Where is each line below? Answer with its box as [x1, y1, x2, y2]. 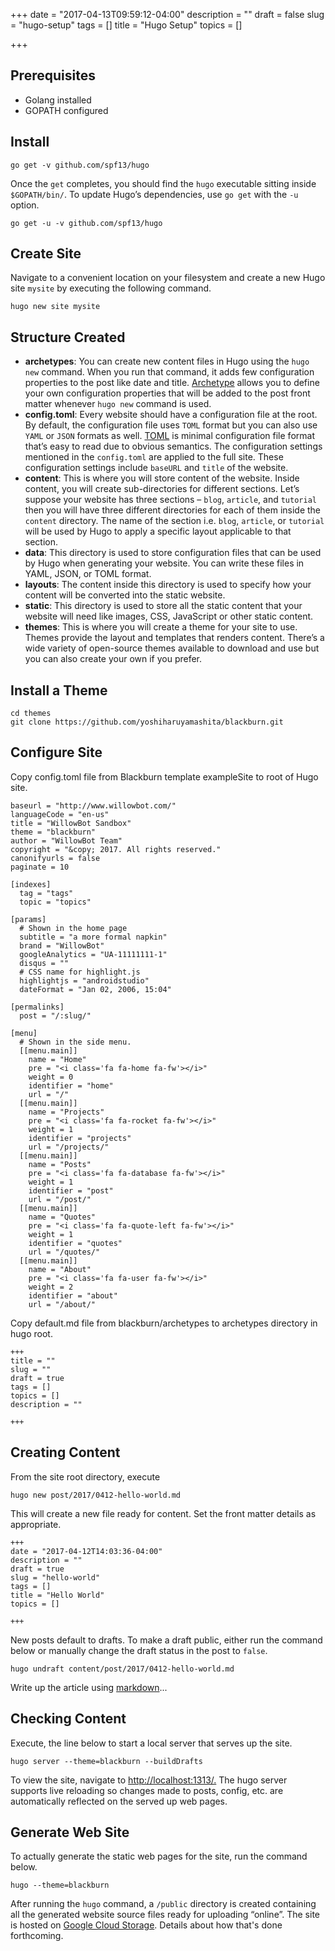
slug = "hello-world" [10, 1572, 101, 1583]
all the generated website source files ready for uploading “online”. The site [10, 1909, 320, 1921]
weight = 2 [28, 1282, 74, 1292]
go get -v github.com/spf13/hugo [10, 160, 150, 170]
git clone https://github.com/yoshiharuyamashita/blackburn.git [10, 717, 284, 728]
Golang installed [24, 94, 92, 106]
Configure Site [10, 744, 103, 761]
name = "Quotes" [28, 1212, 97, 1222]
